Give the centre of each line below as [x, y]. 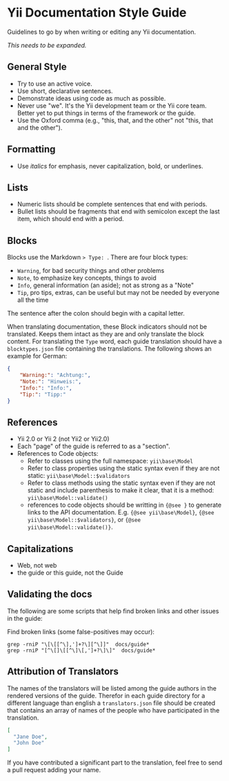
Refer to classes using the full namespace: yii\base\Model [110, 461]
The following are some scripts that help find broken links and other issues [113, 611]
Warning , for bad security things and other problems [91, 271]
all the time [33, 300]
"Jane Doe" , [31, 737]
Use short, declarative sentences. [65, 90]
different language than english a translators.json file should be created [111, 703]
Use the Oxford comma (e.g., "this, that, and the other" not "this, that [115, 120]
